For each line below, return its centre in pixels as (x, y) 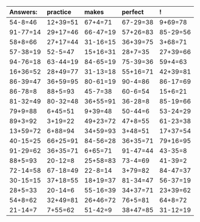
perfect (133, 12)
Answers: (23, 12)
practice (59, 12)
